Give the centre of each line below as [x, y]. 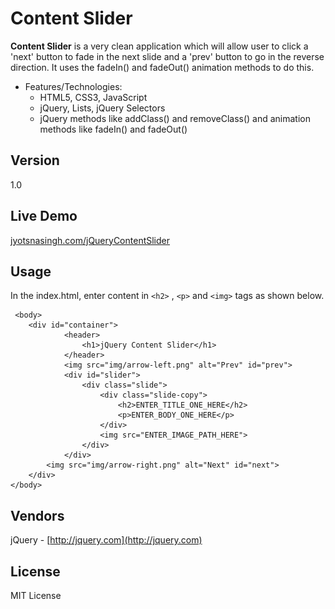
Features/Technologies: [73, 86]
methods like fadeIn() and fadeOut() [113, 129]
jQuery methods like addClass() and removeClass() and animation [175, 118]
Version [35, 160]
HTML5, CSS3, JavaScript [93, 97]
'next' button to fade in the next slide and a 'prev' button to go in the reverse [167, 56]
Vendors [37, 515]
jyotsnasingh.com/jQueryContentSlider [90, 240]
